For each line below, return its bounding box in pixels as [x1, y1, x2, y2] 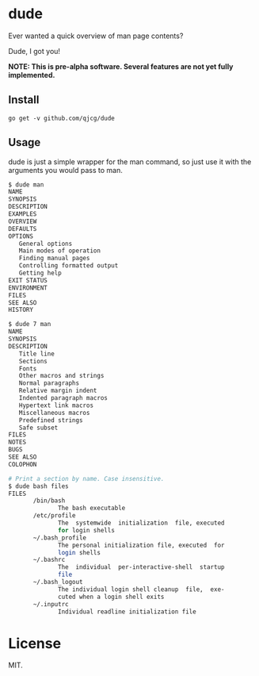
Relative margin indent [18, 386, 97, 395]
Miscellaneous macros [18, 409, 90, 417]
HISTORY [8, 306, 34, 314]
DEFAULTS [8, 225, 37, 232]
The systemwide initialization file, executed [58, 519, 225, 528]
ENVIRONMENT [8, 283, 48, 292]
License [8, 634, 62, 652]
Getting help [18, 269, 62, 278]
